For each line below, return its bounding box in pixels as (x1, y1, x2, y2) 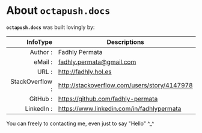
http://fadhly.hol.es (58, 67, 112, 76)
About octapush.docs (6, 4, 111, 17)
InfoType (26, 37, 53, 46)
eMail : (34, 58, 53, 66)
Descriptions (106, 37, 144, 46)
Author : (29, 48, 53, 56)
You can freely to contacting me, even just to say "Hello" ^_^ (6, 120, 155, 127)
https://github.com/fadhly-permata (58, 94, 158, 103)
